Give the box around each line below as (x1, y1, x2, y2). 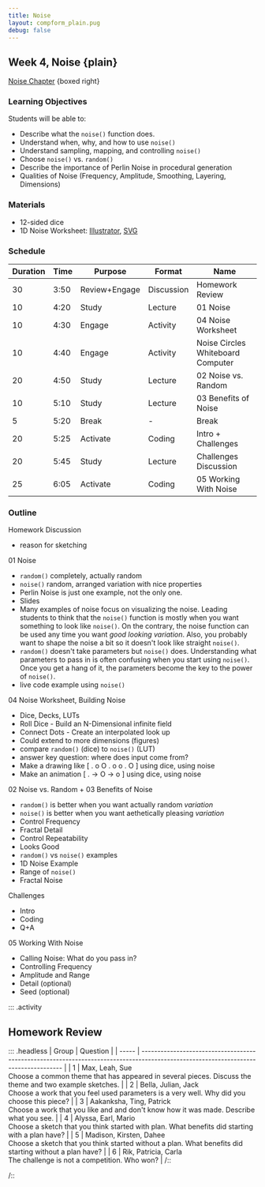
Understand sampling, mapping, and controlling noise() (19, 146, 201, 156)
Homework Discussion (8, 525, 81, 535)
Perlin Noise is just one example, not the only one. (19, 588, 183, 597)
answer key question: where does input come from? (19, 753, 189, 762)
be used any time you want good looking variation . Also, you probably (19, 629, 248, 640)
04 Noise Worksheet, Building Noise (8, 696, 126, 705)
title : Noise (8, 11, 51, 20)
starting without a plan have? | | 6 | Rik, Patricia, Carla (8, 1147, 183, 1157)
